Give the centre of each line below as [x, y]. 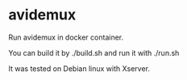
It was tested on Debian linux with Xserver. [79, 68]
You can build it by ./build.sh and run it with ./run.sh [94, 53]
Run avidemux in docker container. [66, 37]
